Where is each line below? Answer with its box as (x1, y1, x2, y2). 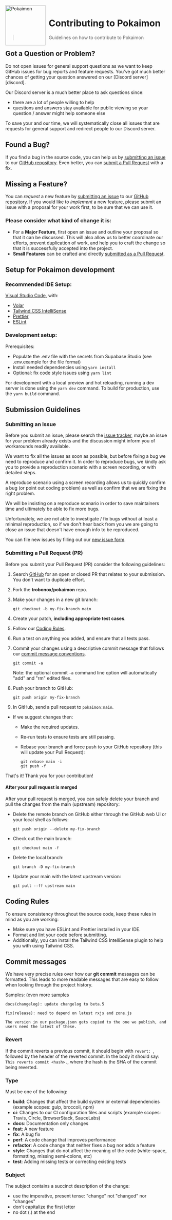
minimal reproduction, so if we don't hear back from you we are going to (5, 521, 159, 528)
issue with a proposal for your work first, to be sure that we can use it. (5, 204, 154, 210)
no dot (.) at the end (12, 1209, 55, 1215)
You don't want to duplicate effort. (12, 576, 86, 583)
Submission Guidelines (5, 405, 81, 414)
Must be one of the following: (5, 1089, 68, 1095)
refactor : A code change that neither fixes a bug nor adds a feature (12, 1142, 156, 1149)
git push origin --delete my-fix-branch (12, 826, 101, 831)
